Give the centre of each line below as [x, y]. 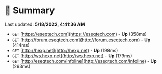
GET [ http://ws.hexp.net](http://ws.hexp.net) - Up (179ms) [72, 56]
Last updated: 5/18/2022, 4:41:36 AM [45, 24]
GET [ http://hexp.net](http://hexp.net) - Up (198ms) [65, 50]
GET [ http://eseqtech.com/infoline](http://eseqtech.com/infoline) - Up [84, 61]
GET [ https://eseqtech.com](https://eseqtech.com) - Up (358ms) [79, 34]
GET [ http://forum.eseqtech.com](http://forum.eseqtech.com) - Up [81, 40]
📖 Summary [30, 10]
